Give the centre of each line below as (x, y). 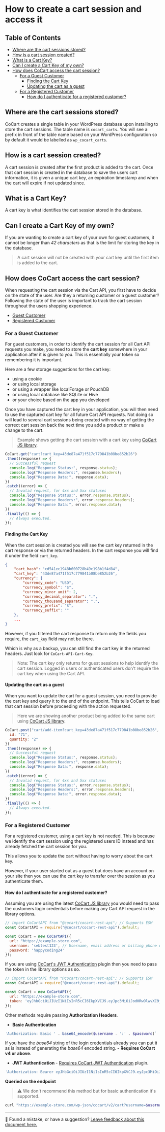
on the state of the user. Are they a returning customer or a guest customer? (82, 295)
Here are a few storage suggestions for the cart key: (58, 369)
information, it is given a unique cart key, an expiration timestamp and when (82, 177)
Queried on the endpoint (31, 1081)
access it (24, 19)
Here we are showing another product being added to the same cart (86, 716)
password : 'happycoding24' (37, 950)
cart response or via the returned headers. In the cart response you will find (82, 550)
